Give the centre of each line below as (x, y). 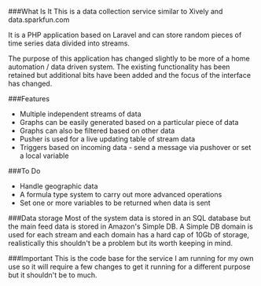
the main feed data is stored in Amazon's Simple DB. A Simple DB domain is (130, 226)
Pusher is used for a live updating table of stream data (107, 139)
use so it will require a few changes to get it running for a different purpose (129, 267)
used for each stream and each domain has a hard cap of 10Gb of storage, (129, 235)
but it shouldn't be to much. (53, 275)
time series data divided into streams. (69, 43)
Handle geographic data (59, 186)
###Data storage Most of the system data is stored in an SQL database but (130, 218)
